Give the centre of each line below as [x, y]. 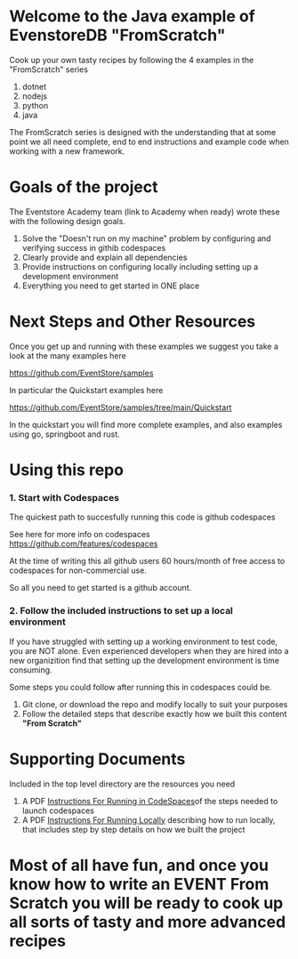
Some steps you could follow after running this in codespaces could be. [141, 687]
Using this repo [67, 470]
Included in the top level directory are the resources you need [122, 784]
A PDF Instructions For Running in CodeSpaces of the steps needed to [150, 801]
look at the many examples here [68, 355]
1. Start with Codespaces [64, 497]
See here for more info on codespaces [80, 535]
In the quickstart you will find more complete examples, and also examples [146, 424]
